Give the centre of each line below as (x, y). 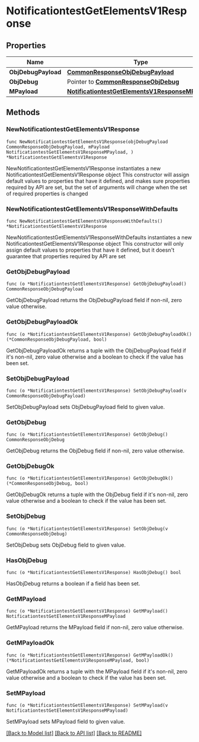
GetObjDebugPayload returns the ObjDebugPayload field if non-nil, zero (94, 300)
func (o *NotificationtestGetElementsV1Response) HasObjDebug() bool (94, 573)
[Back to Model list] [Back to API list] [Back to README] (74, 733)
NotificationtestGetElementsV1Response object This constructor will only (95, 243)
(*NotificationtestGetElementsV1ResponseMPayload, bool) (78, 660)
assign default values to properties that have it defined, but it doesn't (90, 250)
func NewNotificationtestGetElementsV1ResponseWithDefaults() (84, 221)
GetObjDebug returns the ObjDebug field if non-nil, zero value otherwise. (95, 451)
